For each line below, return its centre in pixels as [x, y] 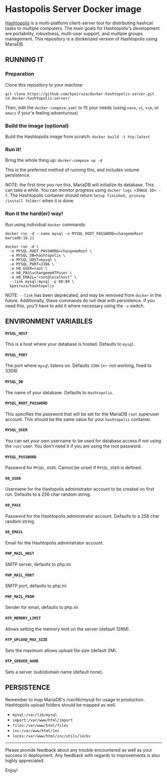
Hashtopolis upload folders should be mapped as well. [61, 705]
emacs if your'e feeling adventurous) [42, 112]
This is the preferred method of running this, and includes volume [72, 170]
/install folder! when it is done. [40, 201]
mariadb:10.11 [20, 238]
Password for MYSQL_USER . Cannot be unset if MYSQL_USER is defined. [74, 468]
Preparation [20, 74]
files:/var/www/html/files [40, 725]
